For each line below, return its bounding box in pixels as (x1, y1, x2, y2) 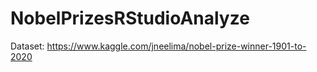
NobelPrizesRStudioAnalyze (10, 7, 250, 30)
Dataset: (10, 40, 45, 52)
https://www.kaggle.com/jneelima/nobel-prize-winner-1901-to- (46, 40, 307, 52)
